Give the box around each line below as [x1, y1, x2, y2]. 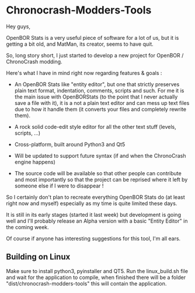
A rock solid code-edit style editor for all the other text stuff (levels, [14, 123, 176, 130]
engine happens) [14, 158, 55, 165]
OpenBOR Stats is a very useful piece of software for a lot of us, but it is [6, 34, 179, 41]
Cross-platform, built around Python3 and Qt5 [14, 141, 126, 148]
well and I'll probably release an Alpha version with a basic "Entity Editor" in [6, 217, 188, 224]
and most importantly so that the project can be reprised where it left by [14, 176, 188, 183]
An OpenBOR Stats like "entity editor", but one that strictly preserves [14, 80, 180, 88]
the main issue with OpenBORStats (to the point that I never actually [14, 93, 178, 100]
